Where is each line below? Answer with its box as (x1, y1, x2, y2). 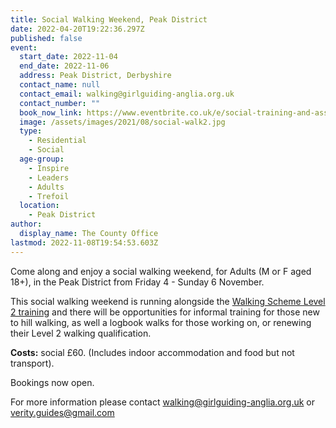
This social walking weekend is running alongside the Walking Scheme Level (10, 295, 326, 307)
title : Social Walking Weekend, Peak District (10, 14, 208, 25)
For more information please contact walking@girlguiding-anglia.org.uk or (10, 396, 315, 408)
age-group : (19, 154, 65, 164)
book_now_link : (19, 107, 83, 118)
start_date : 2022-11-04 (19, 52, 118, 62)
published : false (10, 33, 83, 43)
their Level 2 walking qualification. (10, 327, 152, 339)
